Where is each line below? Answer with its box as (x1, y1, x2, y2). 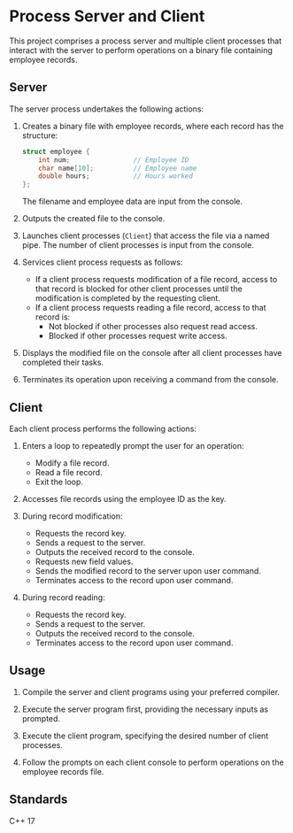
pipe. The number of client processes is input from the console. (21, 240, 254, 251)
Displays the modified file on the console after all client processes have (21, 348, 282, 359)
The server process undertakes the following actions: (9, 104, 204, 114)
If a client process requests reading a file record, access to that (35, 303, 267, 313)
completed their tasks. (21, 357, 104, 368)
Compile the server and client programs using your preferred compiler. (21, 686, 281, 697)
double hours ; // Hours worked (38, 172, 193, 181)
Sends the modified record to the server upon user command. (35, 565, 261, 576)
